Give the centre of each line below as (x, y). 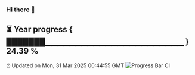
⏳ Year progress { (40, 29)
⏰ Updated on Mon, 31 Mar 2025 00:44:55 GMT (65, 65)
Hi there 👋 (21, 10)
